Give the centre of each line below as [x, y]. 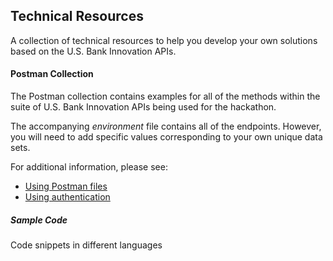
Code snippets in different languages [86, 245]
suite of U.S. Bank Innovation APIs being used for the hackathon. [143, 107]
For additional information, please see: [89, 167]
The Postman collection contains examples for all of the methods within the [165, 96]
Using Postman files [66, 186]
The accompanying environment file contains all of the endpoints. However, [166, 126]
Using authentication [67, 197]
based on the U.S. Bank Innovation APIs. [93, 51]
